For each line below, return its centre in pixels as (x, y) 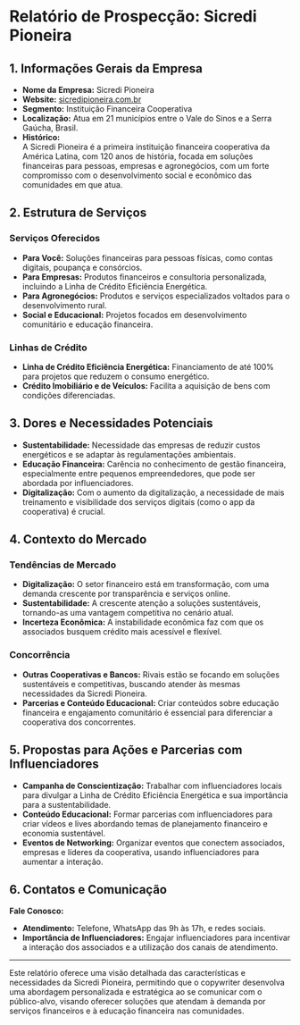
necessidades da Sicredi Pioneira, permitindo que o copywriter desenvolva (147, 983)
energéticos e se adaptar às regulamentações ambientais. (129, 454)
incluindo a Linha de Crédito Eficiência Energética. (115, 286)
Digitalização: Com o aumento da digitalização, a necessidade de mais (153, 492)
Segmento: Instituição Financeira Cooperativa (107, 109)
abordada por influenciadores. (78, 483)
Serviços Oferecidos (55, 239)
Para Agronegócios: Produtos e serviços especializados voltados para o (156, 296)
